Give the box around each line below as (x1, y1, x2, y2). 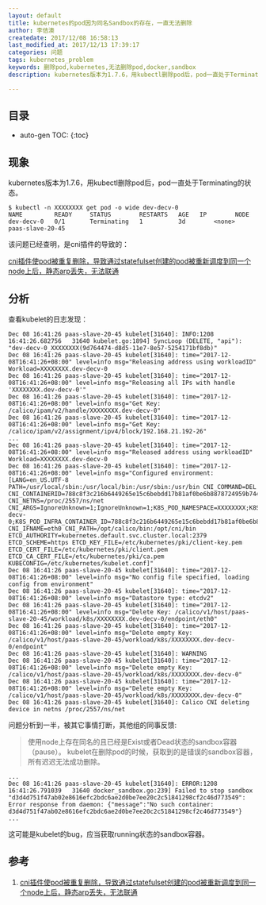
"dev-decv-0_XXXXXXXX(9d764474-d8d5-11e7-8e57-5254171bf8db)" (8, 345, 218, 352)
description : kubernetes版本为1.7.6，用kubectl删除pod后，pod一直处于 (8, 71, 231, 79)
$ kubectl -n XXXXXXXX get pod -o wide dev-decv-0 (8, 204, 179, 212)
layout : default (8, 11, 62, 20)
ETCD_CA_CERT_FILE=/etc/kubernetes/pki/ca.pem (8, 553, 165, 560)
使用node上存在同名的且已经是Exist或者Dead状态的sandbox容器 (27, 737, 237, 747)
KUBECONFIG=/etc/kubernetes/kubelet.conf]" (8, 560, 154, 568)
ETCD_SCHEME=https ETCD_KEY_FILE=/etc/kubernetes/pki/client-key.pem (8, 539, 243, 547)
